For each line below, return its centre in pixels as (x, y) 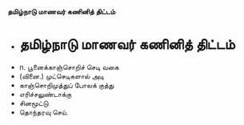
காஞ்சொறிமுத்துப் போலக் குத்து (66, 85)
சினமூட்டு (34, 103)
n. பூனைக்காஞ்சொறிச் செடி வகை (69, 67)
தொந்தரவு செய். (44, 112)
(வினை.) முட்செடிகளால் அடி (62, 76)
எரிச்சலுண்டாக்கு (45, 94)
